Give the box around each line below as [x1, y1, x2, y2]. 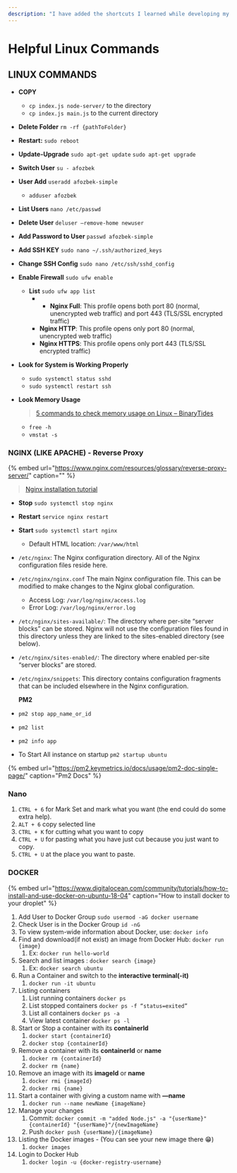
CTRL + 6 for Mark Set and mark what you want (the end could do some [18, 805, 226, 814]
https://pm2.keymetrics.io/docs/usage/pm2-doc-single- [54, 763, 218, 772]
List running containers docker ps [28, 994, 126, 1002]
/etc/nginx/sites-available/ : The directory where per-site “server [18, 617, 214, 625]
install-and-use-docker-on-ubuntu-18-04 [8, 891, 128, 900]
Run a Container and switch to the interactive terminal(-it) [18, 971, 189, 980]
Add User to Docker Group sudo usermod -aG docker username [18, 912, 199, 921]
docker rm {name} [28, 1062, 80, 1070]
